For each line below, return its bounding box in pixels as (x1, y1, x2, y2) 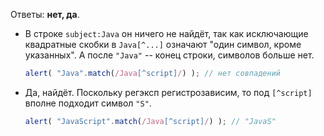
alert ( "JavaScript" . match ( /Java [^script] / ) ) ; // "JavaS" (24, 116, 277, 126)
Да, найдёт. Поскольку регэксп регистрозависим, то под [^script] (24, 86, 313, 98)
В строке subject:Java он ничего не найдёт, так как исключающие (24, 28, 309, 39)
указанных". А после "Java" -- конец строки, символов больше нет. (24, 49, 315, 61)
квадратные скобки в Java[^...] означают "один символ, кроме (24, 39, 302, 50)
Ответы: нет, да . (10, 9, 80, 20)
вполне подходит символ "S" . (24, 97, 152, 109)
